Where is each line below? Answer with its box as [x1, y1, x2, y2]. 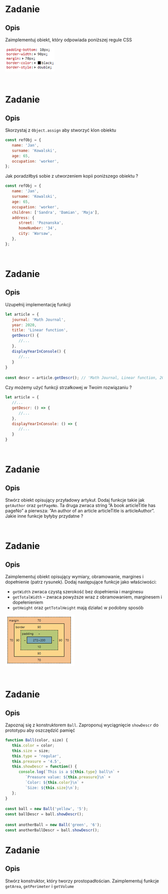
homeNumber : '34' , [18, 226, 57, 231]
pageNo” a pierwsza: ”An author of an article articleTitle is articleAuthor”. [5, 508, 155, 514]
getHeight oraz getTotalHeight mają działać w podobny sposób [12, 605, 144, 610]
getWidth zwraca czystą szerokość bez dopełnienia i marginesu [12, 589, 143, 594]
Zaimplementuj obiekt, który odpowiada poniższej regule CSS [5, 37, 132, 43]
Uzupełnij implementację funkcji [5, 301, 71, 307]
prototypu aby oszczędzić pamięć [5, 727, 75, 733]
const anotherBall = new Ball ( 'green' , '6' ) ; [5, 822, 101, 827]
